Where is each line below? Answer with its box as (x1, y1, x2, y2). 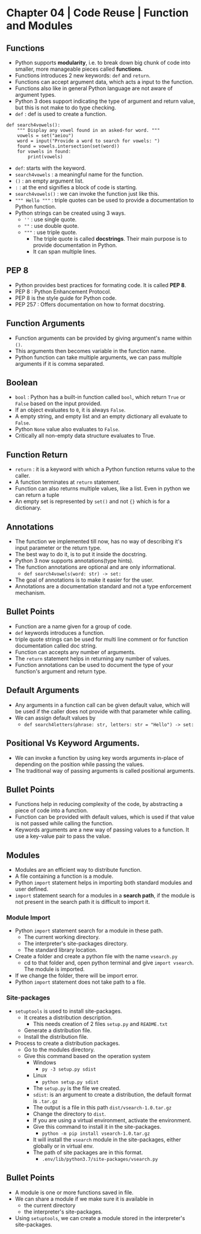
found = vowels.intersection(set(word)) (17, 143, 120, 149)
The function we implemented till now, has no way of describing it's (14, 538, 182, 545)
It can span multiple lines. (32, 248, 97, 255)
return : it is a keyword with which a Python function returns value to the (14, 466, 196, 473)
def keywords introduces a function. (14, 629, 105, 636)
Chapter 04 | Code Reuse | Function (6, 6, 189, 20)
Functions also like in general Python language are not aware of (14, 85, 173, 92)
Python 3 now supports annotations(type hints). (14, 557, 134, 565)
